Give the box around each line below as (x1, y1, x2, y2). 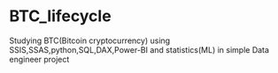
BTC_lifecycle (9, 6, 112, 26)
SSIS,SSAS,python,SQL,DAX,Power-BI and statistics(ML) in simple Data (9, 44, 270, 55)
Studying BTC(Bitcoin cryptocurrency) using (9, 35, 171, 46)
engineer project (9, 54, 70, 64)
